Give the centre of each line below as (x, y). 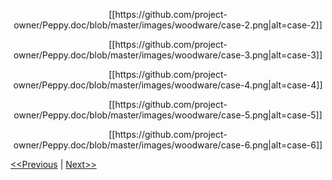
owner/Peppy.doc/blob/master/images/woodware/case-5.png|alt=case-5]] (168, 115)
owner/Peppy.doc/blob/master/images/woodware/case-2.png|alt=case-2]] (168, 25)
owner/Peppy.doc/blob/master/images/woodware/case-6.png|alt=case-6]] (168, 145)
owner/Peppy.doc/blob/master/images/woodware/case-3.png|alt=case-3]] (168, 55)
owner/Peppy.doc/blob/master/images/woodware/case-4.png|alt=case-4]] (168, 85)
